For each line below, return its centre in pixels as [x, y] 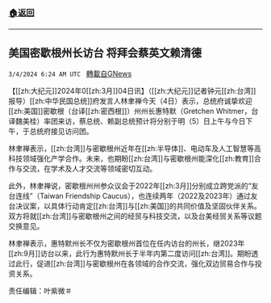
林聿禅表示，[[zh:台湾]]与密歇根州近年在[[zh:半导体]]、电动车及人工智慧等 [131, 149]
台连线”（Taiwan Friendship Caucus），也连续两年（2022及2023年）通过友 [133, 196]
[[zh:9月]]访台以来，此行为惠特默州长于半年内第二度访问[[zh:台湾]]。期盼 [130, 254]
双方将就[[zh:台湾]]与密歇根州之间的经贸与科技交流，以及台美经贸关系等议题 [135, 217]
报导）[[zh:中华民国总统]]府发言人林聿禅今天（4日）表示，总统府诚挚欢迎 [130, 101]
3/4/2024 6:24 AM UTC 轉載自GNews [70, 74]
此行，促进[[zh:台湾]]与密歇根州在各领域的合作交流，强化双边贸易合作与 [135, 263]
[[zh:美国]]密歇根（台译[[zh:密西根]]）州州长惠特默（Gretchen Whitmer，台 [133, 112]
